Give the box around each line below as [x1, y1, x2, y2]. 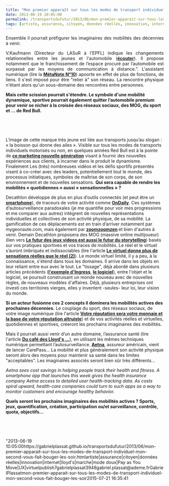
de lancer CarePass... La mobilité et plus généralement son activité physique [6, 347, 164, 353]
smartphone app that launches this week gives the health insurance [6, 373, 147, 379]
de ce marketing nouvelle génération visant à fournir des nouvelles [6, 153, 146, 159]
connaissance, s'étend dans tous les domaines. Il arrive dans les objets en [6, 259, 159, 265]
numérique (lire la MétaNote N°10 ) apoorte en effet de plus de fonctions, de [6, 71, 164, 78]
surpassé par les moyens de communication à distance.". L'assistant [6, 66, 164, 72]
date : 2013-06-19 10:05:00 [6, 12, 62, 17]
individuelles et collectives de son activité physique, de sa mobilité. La [6, 216, 151, 222]
